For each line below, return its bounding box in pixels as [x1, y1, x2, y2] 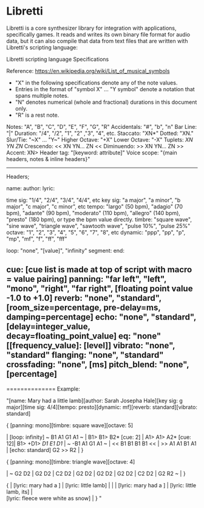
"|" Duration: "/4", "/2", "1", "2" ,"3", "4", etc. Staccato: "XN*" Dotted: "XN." [6, 129, 194, 137]
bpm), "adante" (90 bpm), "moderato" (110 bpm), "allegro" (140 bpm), [6, 209, 181, 216]
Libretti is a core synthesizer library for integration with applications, [6, 24, 177, 32]
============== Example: [6, 385, 80, 393]
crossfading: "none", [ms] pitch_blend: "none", [6, 360, 189, 370]
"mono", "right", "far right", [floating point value [6, 284, 193, 294]
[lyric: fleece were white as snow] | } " [6, 494, 102, 502]
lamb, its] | [6, 488, 33, 495]
